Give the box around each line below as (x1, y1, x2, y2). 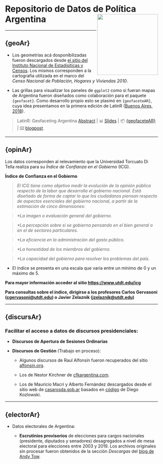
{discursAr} (5, 313, 42, 321)
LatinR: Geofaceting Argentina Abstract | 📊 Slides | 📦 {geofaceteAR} (16, 118, 156, 124)
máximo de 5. (12, 270, 40, 276)
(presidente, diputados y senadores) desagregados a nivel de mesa (19, 438, 154, 444)
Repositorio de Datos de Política (5, 3, 136, 15)
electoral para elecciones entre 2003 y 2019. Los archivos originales (19, 443, 156, 449)
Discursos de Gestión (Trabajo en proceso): (12, 348, 101, 354)
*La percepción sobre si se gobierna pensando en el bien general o (16, 222, 153, 228)
